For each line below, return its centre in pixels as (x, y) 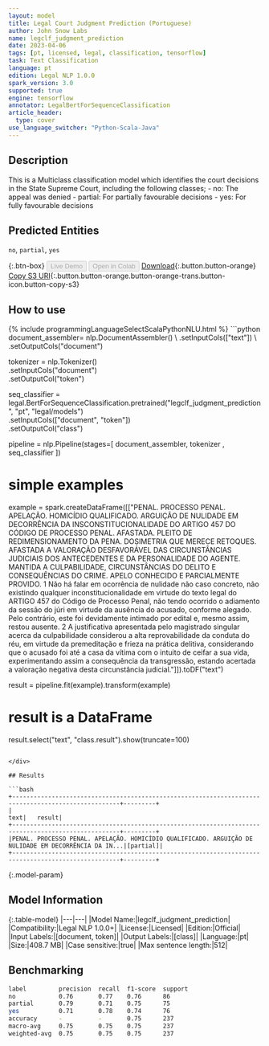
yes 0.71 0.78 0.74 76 (90, 1011)
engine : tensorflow (41, 98)
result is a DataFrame (80, 718)
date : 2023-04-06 (37, 46)
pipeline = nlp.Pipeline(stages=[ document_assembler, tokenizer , (116, 444)
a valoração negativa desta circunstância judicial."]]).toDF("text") (116, 670)
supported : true (35, 90)
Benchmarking (46, 970)
